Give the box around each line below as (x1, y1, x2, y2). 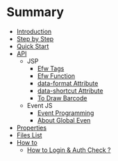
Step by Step (16, 34, 54, 43)
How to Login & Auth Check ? (26, 146, 111, 154)
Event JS (26, 101, 53, 109)
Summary (6, 4, 64, 20)
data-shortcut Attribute (37, 86, 103, 95)
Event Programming (37, 109, 94, 117)
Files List (16, 130, 42, 139)
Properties (16, 123, 47, 132)
